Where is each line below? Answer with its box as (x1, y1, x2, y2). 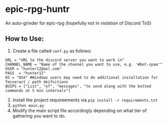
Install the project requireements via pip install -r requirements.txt (12, 96, 158, 103)
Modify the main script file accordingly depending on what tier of (12, 107, 147, 113)
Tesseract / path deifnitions (5, 79, 69, 84)
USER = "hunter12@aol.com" (5, 66, 62, 71)
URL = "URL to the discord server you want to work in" (5, 57, 124, 62)
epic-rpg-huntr (5, 3, 70, 15)
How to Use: (5, 34, 44, 43)
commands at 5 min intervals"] (5, 88, 71, 93)
